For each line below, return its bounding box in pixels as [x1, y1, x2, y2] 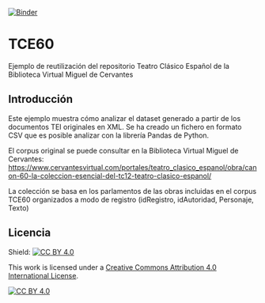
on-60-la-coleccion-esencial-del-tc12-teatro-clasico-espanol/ [8, 171, 212, 180]
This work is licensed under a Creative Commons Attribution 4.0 [8, 262, 218, 272]
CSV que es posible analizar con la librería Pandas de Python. [8, 131, 210, 140]
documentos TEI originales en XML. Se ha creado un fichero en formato [8, 122, 243, 131]
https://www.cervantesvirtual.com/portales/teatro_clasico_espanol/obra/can [8, 162, 257, 172]
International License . [8, 271, 79, 280]
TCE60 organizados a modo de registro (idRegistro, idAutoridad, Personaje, [8, 195, 255, 204]
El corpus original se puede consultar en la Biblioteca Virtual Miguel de [8, 146, 239, 155]
